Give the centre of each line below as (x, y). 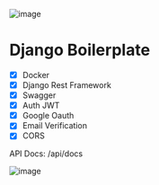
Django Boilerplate (80, 50)
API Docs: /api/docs (46, 154)
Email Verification (55, 126)
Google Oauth (48, 116)
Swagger (39, 95)
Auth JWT (41, 106)
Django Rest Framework (67, 85)
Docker (36, 75)
